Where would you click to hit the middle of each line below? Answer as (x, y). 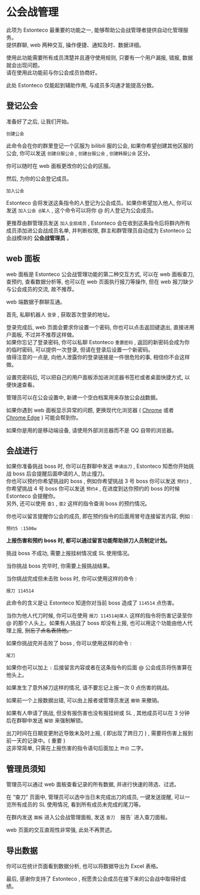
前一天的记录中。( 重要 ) (36, 741)
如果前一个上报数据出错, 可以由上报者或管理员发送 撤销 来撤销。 (84, 700)
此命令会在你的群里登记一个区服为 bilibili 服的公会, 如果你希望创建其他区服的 (100, 145)
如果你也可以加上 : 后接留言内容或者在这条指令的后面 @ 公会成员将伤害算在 (99, 667)
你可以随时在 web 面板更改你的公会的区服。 (60, 165)
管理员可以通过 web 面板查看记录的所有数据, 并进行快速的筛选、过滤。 (93, 784)
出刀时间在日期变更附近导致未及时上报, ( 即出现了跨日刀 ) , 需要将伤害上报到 (99, 733)
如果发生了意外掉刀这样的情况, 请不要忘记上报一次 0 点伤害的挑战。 (89, 688)
